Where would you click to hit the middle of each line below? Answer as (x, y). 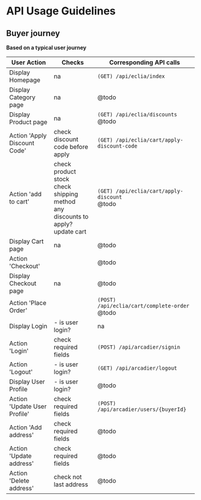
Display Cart (26, 241)
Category (22, 97)
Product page (28, 122)
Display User (27, 381)
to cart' (19, 201)
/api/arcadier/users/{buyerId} (142, 409)
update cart (70, 231)
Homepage (25, 80)
